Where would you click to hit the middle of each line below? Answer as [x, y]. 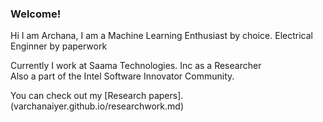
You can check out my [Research [78, 96]
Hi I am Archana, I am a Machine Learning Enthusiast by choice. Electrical [161, 36]
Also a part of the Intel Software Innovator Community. [122, 76]
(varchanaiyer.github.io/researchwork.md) [97, 106]
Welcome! [36, 14]
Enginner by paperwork [59, 46]
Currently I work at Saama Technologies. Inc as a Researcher [136, 66]
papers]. [166, 96]
